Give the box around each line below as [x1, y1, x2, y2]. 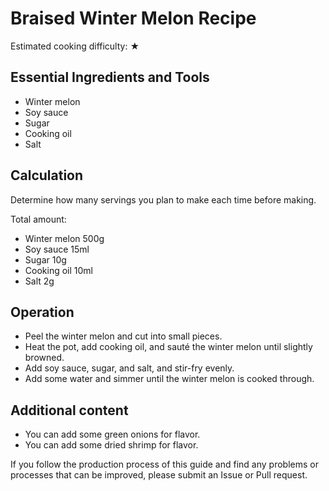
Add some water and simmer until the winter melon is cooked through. [24, 373, 315, 385]
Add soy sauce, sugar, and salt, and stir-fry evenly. [24, 362, 235, 374]
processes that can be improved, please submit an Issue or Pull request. [10, 469, 308, 481]
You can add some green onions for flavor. [24, 428, 201, 441]
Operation [10, 303, 75, 321]
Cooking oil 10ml [24, 264, 93, 276]
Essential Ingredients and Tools [10, 69, 210, 86]
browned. [24, 352, 65, 364]
